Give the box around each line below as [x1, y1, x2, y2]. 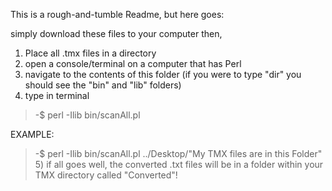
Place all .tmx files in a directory [24, 47, 157, 59]
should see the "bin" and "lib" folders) [24, 79, 182, 91]
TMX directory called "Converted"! [34, 169, 178, 181]
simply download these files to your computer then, [10, 28, 223, 39]
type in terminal [24, 90, 90, 101]
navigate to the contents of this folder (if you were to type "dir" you [24, 69, 302, 80]
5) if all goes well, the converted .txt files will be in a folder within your [34, 159, 324, 170]
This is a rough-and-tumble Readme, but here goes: [10, 9, 225, 20]
